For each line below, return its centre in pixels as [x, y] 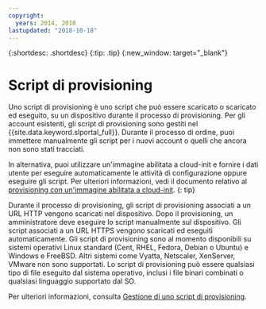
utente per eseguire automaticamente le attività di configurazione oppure [128, 173]
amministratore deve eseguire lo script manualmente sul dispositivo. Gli [125, 222]
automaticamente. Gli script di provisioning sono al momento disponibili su [130, 239]
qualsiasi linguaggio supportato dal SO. [72, 281]
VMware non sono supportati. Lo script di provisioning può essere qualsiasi [132, 265]
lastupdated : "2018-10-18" [53, 30]
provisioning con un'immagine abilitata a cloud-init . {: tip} [102, 190]
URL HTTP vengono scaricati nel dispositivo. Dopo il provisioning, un [121, 214]
